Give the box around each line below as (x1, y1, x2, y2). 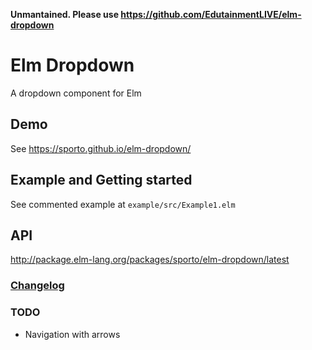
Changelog (10, 279, 65, 293)
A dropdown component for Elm (10, 87, 142, 99)
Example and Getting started (10, 172, 193, 189)
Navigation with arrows (24, 328, 121, 340)
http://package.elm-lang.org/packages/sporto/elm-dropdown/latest (10, 254, 290, 266)
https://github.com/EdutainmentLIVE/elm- (120, 9, 302, 20)
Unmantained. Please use (10, 9, 120, 20)
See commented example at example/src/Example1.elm (10, 198, 236, 210)
